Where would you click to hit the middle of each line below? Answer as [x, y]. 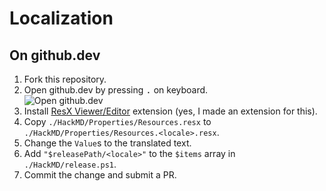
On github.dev [55, 55]
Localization [61, 18]
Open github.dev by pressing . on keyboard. [116, 90]
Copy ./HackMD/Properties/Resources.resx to [117, 121]
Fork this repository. [65, 79]
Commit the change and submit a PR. [100, 175]
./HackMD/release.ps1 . [70, 164]
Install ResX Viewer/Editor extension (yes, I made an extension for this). [170, 111]
